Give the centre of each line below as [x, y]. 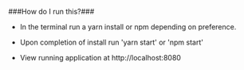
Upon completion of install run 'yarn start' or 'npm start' [111, 42]
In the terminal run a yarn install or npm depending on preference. [128, 27]
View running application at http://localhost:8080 [100, 58]
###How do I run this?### [51, 12]
